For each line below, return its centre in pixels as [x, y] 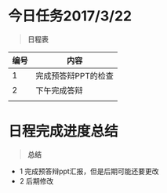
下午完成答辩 [60, 90]
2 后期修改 [36, 180]
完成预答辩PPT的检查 [74, 75]
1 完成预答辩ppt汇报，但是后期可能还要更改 [89, 171]
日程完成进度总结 [64, 131]
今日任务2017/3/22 [70, 16]
